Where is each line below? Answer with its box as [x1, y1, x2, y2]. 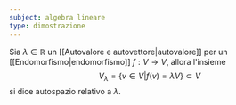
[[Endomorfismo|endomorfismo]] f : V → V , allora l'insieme [9, 56, 226, 67]
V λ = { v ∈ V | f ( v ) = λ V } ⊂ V [98, 70, 201, 83]
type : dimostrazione [9, 21, 86, 30]
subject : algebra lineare [9, 12, 105, 22]
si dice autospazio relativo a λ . [9, 86, 122, 97]
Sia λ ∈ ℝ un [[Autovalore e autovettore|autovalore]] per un [9, 46, 229, 57]
